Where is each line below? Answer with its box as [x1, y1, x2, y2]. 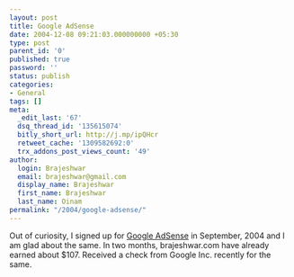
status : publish [9, 72, 70, 81]
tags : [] [9, 96, 42, 106]
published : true [9, 55, 70, 64]
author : [9, 155, 39, 165]
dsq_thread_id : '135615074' [17, 122, 123, 131]
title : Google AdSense [9, 22, 94, 31]
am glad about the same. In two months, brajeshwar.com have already [9, 239, 270, 250]
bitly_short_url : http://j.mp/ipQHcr [17, 130, 159, 139]
